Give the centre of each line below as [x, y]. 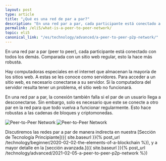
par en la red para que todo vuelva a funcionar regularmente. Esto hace [78, 107]
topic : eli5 [17, 33]
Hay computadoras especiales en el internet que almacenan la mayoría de [81, 71]
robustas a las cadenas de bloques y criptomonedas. [59, 112]
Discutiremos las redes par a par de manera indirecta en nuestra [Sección [81, 132]
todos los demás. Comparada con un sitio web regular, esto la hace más [79, 56]
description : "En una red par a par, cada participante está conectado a [83, 24]
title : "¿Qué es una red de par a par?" [48, 19]
